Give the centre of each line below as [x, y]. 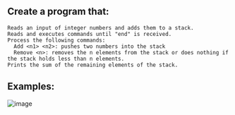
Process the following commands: [56, 40]
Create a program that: [58, 12]
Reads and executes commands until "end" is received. [90, 34]
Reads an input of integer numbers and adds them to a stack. [101, 28]
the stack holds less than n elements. [66, 59]
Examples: [31, 86]
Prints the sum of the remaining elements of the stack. [93, 65]
